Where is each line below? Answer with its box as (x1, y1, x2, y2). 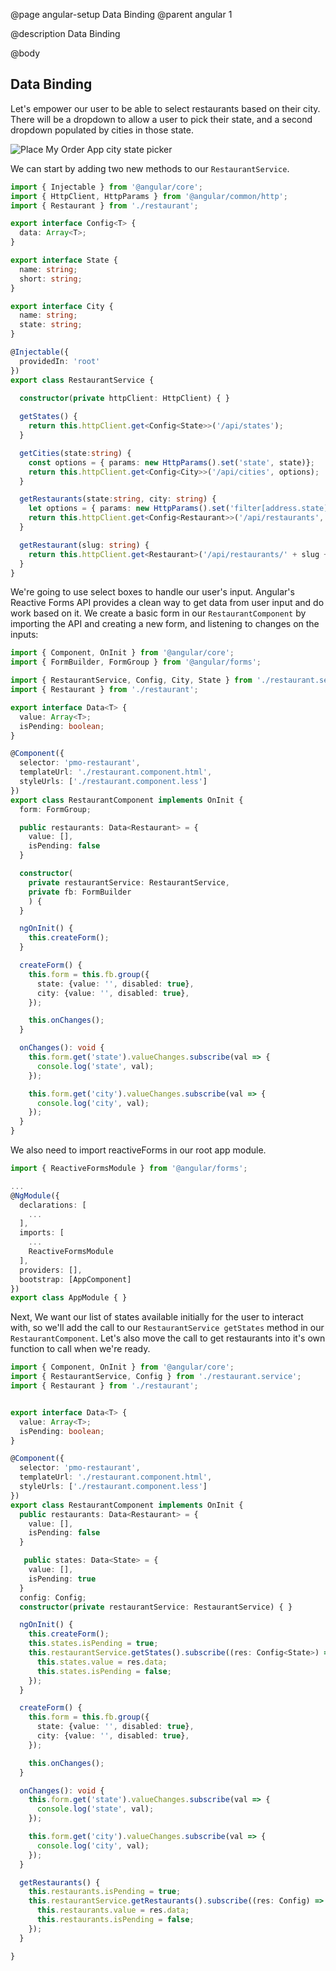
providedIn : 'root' (19, 356, 101, 366)
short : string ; (19, 274, 83, 284)
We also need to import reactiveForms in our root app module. (10, 1144, 267, 1156)
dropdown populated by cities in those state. (10, 124, 194, 136)
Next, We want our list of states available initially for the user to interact (10, 1311, 304, 1323)
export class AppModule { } (10, 1293, 128, 1303)
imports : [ (19, 1228, 65, 1238)
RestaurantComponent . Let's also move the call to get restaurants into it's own (10, 1332, 326, 1344)
